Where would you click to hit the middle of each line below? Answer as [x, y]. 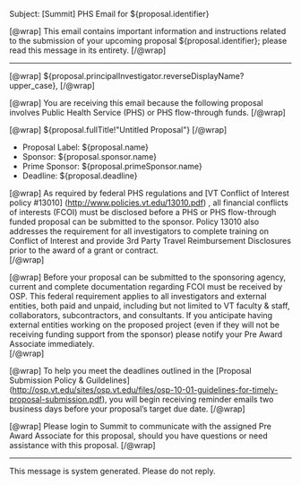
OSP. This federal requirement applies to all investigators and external [138, 296]
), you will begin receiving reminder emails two [188, 399]
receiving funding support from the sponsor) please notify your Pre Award [146, 334]
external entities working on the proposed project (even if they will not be [145, 325]
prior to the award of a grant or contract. [84, 250]
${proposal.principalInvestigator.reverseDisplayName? [144, 76]
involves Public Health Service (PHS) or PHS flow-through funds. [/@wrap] [148, 113]
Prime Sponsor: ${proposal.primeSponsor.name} [112, 166]
